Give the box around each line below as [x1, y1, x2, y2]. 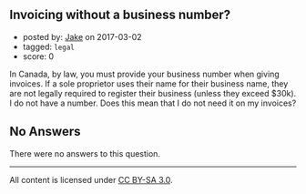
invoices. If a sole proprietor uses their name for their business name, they [9, 77, 289, 89]
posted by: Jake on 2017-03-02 [22, 31, 143, 42]
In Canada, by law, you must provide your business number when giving [9, 68, 280, 79]
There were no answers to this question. [9, 148, 161, 158]
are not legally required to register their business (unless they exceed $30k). [9, 87, 297, 98]
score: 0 [22, 50, 55, 62]
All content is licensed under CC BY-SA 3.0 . [9, 174, 173, 185]
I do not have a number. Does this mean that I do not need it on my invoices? [9, 97, 297, 108]
